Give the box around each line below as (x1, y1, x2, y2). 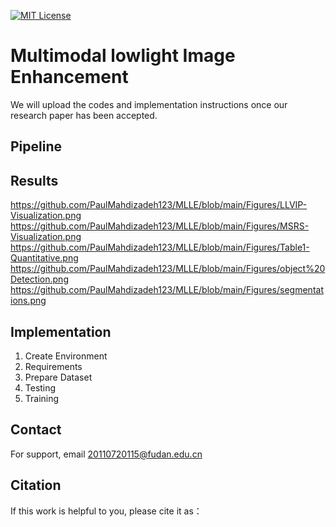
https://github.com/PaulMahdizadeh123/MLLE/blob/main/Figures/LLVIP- (10, 199, 308, 211)
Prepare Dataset (24, 371, 93, 383)
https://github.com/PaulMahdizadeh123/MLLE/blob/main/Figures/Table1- (10, 241, 310, 254)
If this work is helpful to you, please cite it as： (10, 505, 203, 517)
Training (24, 392, 60, 404)
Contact (10, 421, 62, 439)
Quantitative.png (10, 252, 79, 264)
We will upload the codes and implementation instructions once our (10, 98, 288, 110)
